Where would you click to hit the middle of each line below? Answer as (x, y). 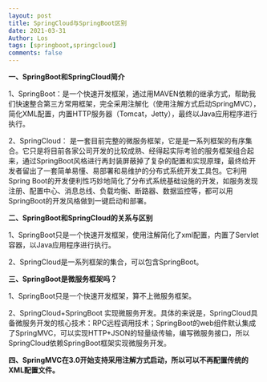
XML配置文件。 (34, 370)
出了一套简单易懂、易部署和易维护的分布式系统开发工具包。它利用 (138, 171)
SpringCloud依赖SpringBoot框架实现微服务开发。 (89, 343)
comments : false (35, 53)
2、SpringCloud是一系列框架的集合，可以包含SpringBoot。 (106, 262)
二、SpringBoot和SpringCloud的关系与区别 (81, 218)
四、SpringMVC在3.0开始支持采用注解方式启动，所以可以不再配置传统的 (128, 360)
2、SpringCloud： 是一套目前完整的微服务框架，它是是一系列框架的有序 (127, 141)
